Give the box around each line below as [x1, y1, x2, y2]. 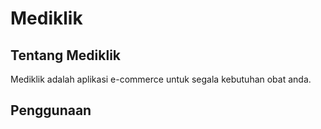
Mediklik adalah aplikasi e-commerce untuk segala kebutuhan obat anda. [10, 73, 312, 85]
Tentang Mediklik [10, 47, 122, 64]
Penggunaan [10, 102, 92, 119]
